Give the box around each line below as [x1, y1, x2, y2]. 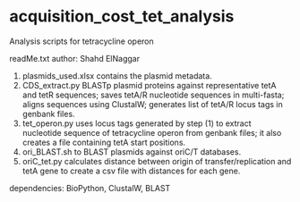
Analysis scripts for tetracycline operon [9, 36, 154, 46]
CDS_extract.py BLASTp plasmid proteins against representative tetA [21, 80, 277, 90]
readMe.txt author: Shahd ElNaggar [9, 53, 141, 63]
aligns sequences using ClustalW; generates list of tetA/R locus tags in [21, 98, 284, 109]
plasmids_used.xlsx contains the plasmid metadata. [21, 70, 212, 81]
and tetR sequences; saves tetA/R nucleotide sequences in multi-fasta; [21, 89, 285, 100]
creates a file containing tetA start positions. [21, 137, 186, 147]
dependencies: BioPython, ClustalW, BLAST [9, 182, 171, 193]
